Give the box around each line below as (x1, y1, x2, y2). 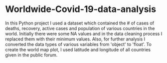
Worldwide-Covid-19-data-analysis (5, 3, 156, 15)
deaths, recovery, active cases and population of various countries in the (5, 25, 155, 31)
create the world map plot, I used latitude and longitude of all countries (5, 46, 151, 52)
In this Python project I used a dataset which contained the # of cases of (5, 20, 155, 26)
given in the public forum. (5, 51, 58, 58)
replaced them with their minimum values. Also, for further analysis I (5, 36, 146, 42)
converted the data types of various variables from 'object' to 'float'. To (5, 41, 152, 47)
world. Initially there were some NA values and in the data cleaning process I (5, 30, 163, 36)
